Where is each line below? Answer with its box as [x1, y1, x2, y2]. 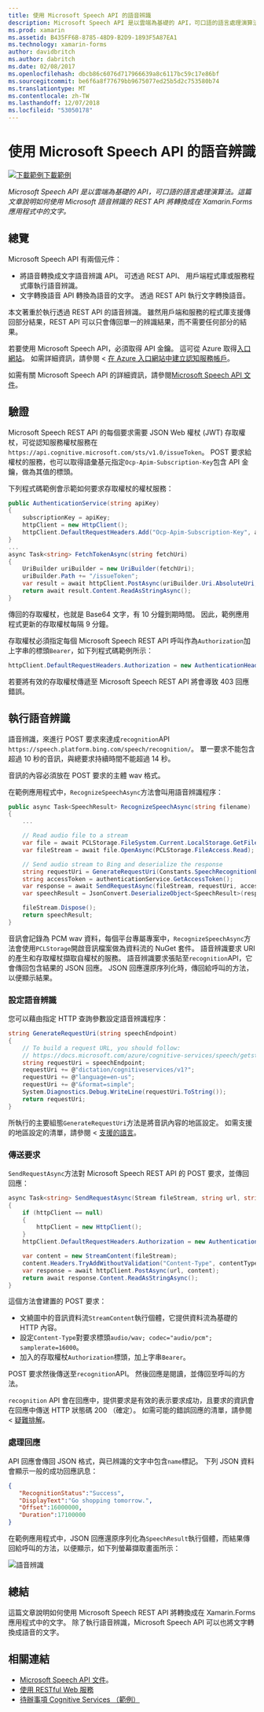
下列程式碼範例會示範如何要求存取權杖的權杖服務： [8, 483, 174, 493]
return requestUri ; [22, 1095, 86, 1103]
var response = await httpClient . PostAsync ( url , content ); [22, 1266, 220, 1274]
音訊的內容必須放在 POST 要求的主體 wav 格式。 [8, 770, 165, 780]
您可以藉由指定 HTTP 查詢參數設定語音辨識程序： [8, 1014, 169, 1023]
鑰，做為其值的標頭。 [8, 467, 77, 476]
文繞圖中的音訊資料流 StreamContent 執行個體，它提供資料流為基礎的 [19, 1313, 238, 1323]
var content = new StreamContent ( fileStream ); [22, 1252, 178, 1260]
